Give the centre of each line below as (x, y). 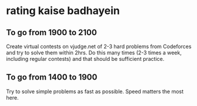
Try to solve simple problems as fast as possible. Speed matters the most (95, 91)
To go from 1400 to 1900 (52, 77)
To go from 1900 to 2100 (51, 33)
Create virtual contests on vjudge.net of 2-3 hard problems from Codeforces (99, 46)
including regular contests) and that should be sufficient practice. (85, 59)
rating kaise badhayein (63, 11)
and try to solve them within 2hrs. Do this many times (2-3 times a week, (94, 53)
